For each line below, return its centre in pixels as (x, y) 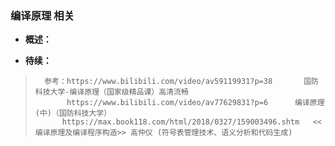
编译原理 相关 (42, 15)
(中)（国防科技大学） (73, 113)
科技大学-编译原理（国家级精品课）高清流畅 (111, 92)
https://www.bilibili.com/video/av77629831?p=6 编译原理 (195, 103)
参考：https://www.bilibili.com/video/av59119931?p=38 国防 (181, 82)
